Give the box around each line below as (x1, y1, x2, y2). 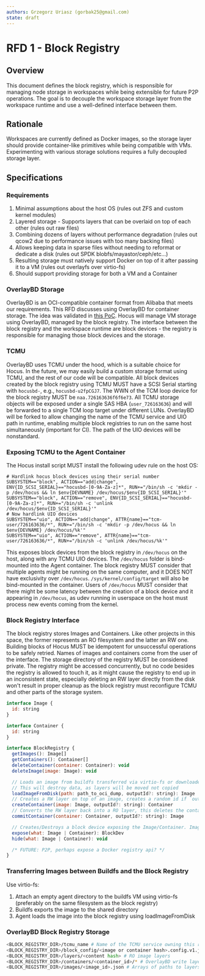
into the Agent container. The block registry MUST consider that (30, 561, 191, 569)
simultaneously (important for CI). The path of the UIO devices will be (6, 426, 181, 433)
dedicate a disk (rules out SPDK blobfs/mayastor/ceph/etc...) (15, 251, 168, 257)
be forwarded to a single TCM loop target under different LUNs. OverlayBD (6, 406, 194, 414)
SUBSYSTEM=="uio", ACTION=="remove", (6, 532, 103, 539)
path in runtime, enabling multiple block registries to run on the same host (6, 419, 192, 426)
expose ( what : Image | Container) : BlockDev (12, 830, 124, 836)
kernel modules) (15, 211, 57, 218)
